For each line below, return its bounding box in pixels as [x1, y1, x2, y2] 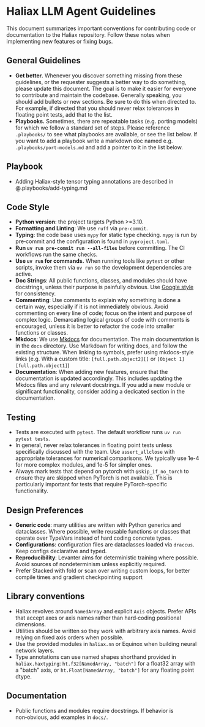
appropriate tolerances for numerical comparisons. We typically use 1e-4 [15, 454, 199, 462]
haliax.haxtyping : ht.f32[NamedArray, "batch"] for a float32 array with [15, 659, 196, 667]
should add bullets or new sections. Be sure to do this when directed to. [15, 98, 196, 105]
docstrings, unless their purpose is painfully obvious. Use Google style [15, 284, 194, 291]
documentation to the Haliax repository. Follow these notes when [6, 31, 170, 38]
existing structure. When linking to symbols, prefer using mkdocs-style [15, 349, 194, 356]
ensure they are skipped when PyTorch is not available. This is [15, 474, 173, 481]
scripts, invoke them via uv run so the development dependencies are [15, 264, 192, 271]
